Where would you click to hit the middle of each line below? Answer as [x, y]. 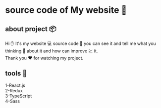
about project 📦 [31, 29]
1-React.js [15, 85]
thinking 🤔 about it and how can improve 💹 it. [52, 51]
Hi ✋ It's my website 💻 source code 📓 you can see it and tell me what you [80, 43]
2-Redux [14, 90]
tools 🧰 [16, 73]
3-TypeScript [19, 96]
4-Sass [13, 101]
